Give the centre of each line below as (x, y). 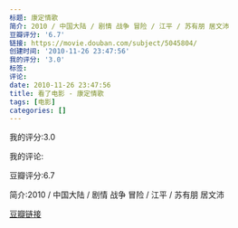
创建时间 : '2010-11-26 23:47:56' (70, 52)
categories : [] (38, 110)
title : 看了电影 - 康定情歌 (57, 93)
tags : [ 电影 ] (33, 102)
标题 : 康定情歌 (34, 18)
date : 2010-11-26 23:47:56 (60, 85)
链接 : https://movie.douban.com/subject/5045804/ (103, 43)
